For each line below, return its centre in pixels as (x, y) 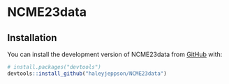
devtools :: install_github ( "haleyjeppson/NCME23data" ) (87, 74)
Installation (32, 38)
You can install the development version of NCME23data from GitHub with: (115, 54)
